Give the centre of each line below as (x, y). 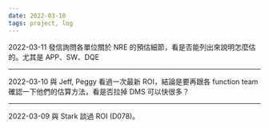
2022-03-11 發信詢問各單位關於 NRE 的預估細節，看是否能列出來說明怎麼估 (132, 47)
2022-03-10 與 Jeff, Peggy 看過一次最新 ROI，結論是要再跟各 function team (133, 82)
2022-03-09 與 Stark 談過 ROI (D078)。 (74, 116)
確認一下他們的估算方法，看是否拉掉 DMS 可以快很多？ (99, 91)
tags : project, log (41, 23)
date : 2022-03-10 (37, 16)
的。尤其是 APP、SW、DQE (54, 57)
